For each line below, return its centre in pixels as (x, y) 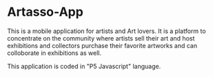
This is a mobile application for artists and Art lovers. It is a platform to (106, 31)
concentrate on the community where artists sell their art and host (101, 38)
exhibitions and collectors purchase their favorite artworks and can (102, 45)
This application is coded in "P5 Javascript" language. (84, 66)
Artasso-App (45, 12)
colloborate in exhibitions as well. (54, 53)
